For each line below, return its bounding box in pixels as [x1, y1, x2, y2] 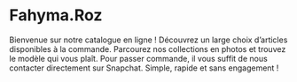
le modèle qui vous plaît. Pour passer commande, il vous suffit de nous [9, 53, 268, 63]
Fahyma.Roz [9, 5, 103, 26]
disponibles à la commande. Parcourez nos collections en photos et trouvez [9, 43, 286, 54]
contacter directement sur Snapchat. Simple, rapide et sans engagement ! [9, 63, 279, 73]
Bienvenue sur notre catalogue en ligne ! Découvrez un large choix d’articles [9, 34, 288, 45]
